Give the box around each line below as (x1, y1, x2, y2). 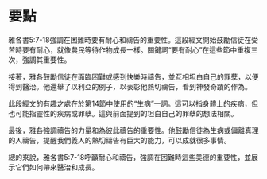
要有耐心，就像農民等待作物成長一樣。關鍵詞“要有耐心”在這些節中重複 (21, 45, 252, 54)
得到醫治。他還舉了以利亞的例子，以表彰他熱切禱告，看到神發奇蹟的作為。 (8, 81, 252, 91)
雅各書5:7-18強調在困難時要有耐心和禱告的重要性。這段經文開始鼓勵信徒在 (8, 35, 252, 45)
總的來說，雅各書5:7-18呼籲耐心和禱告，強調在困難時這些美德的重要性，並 (8, 152, 252, 161)
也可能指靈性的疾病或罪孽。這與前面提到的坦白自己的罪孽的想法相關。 (8, 108, 238, 118)
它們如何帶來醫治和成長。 (14, 162, 99, 172)
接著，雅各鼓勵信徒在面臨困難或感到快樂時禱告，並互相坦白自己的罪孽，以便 (8, 72, 259, 81)
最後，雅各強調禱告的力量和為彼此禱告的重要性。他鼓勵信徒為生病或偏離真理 (8, 125, 259, 135)
